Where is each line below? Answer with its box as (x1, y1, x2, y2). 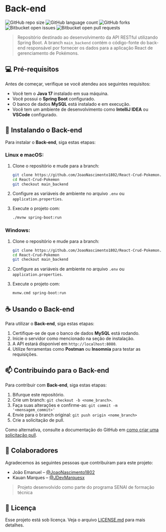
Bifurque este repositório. (12, 391, 65, 397)
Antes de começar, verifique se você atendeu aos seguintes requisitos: (5, 80, 151, 87)
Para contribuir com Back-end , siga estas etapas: (5, 382, 107, 388)
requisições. (12, 351, 38, 357)
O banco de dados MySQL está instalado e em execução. (12, 101, 131, 107)
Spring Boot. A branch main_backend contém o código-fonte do (17, 39, 146, 45)
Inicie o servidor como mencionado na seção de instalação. (12, 335, 135, 341)
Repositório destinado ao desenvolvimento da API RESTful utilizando (17, 34, 158, 40)
